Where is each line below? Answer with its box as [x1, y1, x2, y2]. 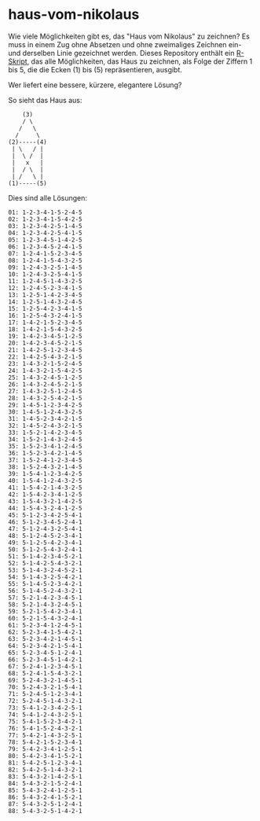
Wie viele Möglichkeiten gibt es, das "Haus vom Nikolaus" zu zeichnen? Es [8, 31, 250, 41]
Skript [8, 57, 27, 66]
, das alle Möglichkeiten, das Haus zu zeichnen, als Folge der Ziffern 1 [27, 57, 253, 66]
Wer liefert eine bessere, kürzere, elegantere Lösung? [8, 80, 182, 90]
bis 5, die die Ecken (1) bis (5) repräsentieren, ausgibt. [8, 64, 183, 74]
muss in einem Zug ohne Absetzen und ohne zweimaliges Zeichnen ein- [8, 39, 242, 49]
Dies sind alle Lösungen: [8, 193, 88, 202]
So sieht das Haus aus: [8, 95, 82, 105]
